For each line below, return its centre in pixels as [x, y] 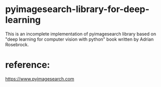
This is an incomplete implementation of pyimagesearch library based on [81, 34]
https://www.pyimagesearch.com [40, 78]
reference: [28, 65]
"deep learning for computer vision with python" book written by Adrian [79, 39]
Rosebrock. [17, 44]
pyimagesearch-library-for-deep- [77, 9]
